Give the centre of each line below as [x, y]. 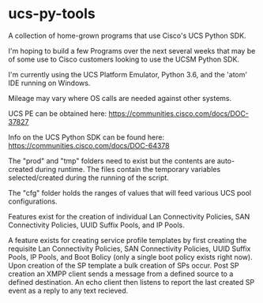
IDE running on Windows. [49, 83]
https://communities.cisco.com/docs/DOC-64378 [89, 145]
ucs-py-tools [52, 14]
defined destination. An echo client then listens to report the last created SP [131, 282]
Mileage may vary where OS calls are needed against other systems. [120, 98]
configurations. [33, 201]
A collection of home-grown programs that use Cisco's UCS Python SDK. [127, 36]
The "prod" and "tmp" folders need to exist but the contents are [112, 161]
